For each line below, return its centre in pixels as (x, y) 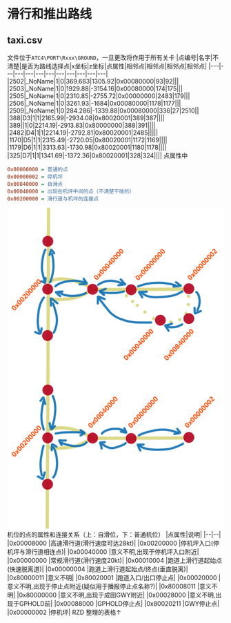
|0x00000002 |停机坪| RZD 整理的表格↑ (64, 612)
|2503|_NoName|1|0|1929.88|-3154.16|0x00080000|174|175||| (95, 88)
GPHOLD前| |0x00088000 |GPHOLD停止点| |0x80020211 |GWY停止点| (119, 603)
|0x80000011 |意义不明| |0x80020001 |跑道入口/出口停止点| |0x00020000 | (114, 577)
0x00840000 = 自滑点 (35, 184)
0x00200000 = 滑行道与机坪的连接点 (53, 199)
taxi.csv (25, 40)
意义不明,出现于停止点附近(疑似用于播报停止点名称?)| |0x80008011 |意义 (109, 586)
